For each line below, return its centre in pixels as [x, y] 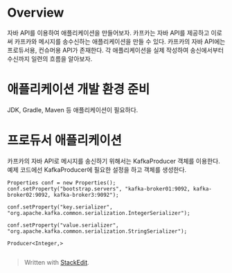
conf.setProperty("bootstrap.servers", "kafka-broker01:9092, [99, 188]
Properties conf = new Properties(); [62, 183]
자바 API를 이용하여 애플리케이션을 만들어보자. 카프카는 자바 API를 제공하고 [108, 33]
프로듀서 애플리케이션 [65, 141]
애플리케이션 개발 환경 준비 [79, 90]
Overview [36, 13]
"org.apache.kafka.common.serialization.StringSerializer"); [97, 231]
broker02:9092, [29, 195]
